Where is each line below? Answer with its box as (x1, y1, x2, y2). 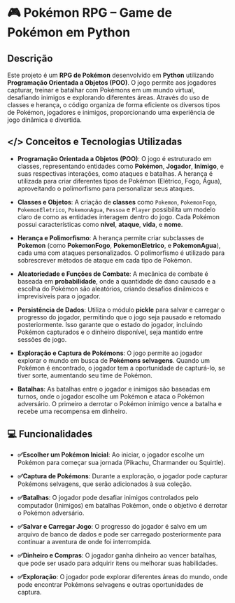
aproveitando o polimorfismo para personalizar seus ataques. (17, 184, 195, 193)
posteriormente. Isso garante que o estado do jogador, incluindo (17, 320, 203, 328)
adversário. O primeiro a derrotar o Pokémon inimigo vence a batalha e (17, 399, 222, 408)
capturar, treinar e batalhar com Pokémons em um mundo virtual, (7, 86, 195, 94)
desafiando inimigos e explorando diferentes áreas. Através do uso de (7, 93, 210, 102)
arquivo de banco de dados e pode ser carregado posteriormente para (17, 529, 222, 539)
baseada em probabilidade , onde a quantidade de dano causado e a (17, 277, 216, 285)
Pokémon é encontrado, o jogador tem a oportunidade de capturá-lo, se (17, 363, 226, 372)
